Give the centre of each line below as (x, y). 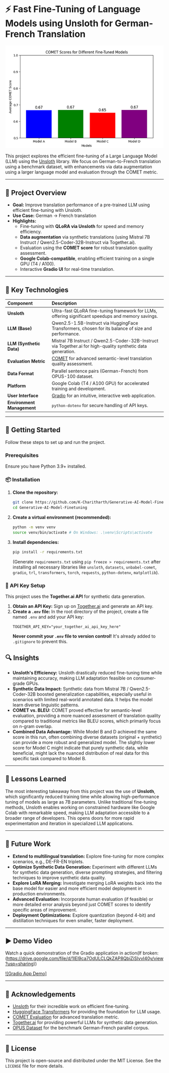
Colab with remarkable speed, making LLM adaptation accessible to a (77, 813)
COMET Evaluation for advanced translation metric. (66, 1017)
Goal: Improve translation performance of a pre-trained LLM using (81, 205)
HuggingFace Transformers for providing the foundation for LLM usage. (87, 1012)
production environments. (39, 893)
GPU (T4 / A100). (37, 264)
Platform (17, 386)
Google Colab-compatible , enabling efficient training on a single (87, 259)
